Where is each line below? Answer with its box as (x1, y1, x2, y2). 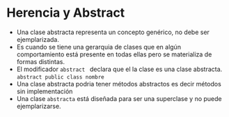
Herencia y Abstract (6, 5, 125, 21)
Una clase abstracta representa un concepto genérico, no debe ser (16, 28, 210, 36)
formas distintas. (16, 57, 65, 65)
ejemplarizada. (16, 35, 60, 43)
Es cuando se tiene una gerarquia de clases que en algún (16, 42, 182, 51)
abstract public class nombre (16, 73, 105, 81)
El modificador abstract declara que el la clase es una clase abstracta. (16, 65, 223, 73)
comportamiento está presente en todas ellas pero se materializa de (16, 50, 212, 58)
